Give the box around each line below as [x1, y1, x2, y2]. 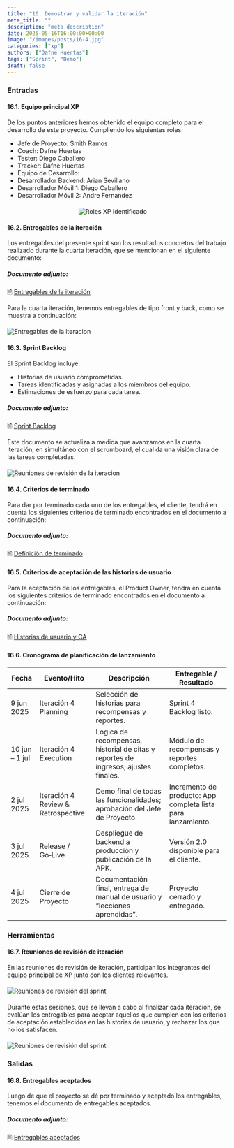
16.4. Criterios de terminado [7, 485, 90, 493]
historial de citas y [95, 744, 155, 754]
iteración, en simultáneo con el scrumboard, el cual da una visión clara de [7, 445, 219, 453]
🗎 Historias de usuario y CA [7, 632, 87, 641]
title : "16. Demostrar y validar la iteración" [7, 10, 148, 17]
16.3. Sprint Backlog [7, 344, 67, 352]
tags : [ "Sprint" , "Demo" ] [7, 56, 82, 63]
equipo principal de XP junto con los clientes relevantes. [7, 971, 169, 979]
